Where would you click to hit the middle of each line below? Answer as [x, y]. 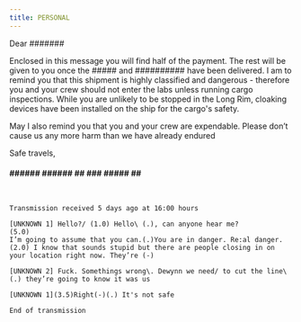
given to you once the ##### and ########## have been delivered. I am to [150, 70]
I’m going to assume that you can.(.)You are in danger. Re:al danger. [146, 239]
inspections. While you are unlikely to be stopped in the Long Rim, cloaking [148, 99]
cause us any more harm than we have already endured [112, 135]
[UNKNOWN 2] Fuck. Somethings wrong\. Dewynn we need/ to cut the [136, 271]
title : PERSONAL [40, 18]
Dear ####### [37, 43]
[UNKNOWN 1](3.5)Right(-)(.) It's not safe [92, 295]
